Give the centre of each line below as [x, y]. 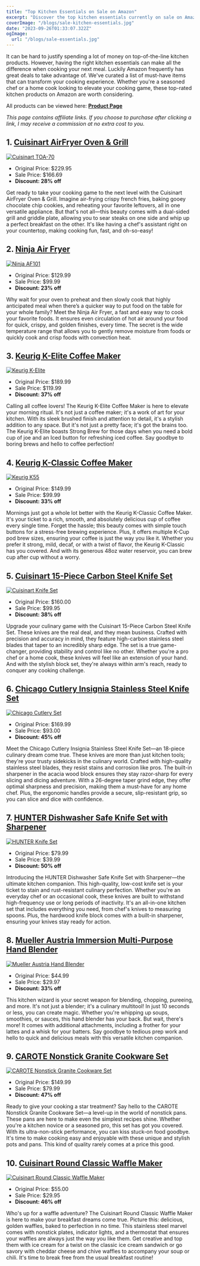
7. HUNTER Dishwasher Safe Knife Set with [87, 818]
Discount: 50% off [38, 866]
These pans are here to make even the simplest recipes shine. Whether [93, 1119]
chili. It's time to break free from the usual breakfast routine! [80, 1258]
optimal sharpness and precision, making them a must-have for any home [96, 786]
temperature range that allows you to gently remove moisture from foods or [99, 331]
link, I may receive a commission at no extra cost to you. [75, 124]
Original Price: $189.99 [43, 382]
